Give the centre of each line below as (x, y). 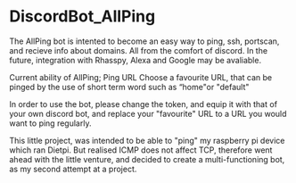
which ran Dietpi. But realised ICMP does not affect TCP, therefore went (141, 150)
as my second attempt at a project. (73, 169)
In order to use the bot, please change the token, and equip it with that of (144, 104)
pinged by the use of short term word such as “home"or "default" (129, 87)
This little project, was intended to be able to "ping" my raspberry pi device (147, 140)
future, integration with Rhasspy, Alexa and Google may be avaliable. (135, 60)
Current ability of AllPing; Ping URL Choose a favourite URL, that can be (141, 77)
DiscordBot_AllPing (82, 17)
